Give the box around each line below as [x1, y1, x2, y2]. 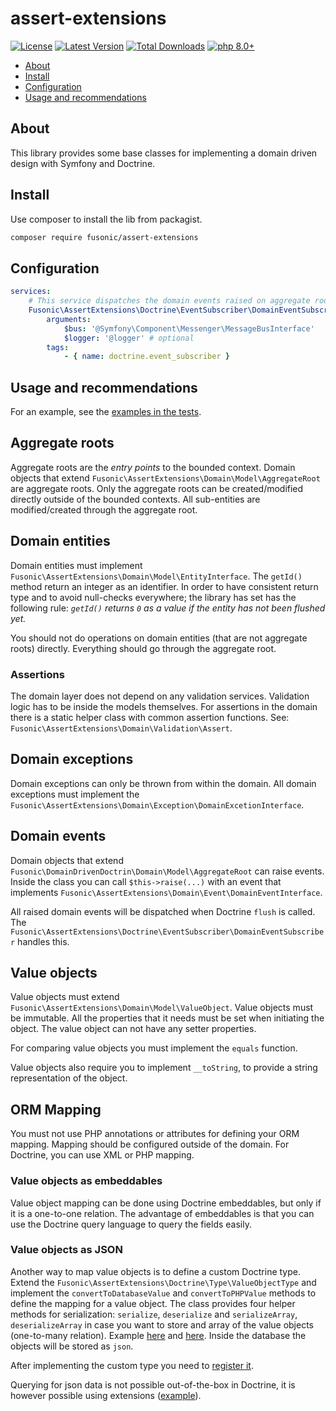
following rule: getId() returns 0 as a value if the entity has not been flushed [10, 602, 326, 614]
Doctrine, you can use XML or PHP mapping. [10, 1149, 195, 1161]
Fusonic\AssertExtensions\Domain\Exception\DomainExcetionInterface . [10, 798, 305, 811]
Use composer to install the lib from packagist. [10, 213, 203, 225]
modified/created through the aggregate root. [10, 503, 198, 516]
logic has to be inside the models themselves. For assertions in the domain [10, 700, 318, 712]
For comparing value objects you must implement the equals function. [10, 1042, 298, 1054]
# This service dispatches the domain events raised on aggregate [28, 296, 311, 306]
